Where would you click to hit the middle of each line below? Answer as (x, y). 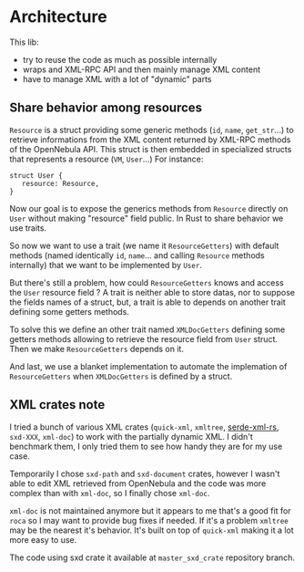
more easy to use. (43, 539)
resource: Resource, (61, 183)
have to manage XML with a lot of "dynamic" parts (117, 78)
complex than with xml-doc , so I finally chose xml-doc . (110, 493)
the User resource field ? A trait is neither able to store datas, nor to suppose (152, 292)
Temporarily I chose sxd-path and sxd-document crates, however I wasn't (145, 473)
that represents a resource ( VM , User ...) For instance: (106, 159)
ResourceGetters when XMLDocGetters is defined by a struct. (121, 376)
